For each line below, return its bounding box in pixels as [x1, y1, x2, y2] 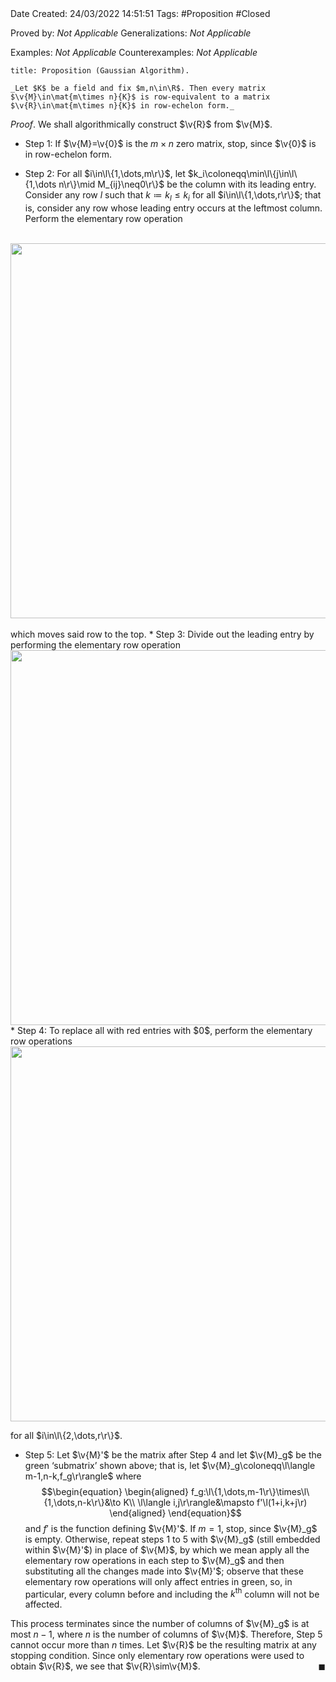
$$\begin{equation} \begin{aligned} [41, 1485, 189, 1497]
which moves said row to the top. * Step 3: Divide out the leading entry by [10, 628, 315, 640]
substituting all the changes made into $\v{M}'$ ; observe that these [24, 1565, 304, 1577]
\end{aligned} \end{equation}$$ [109, 1507, 242, 1519]
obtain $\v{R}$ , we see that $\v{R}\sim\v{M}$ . [10, 1660, 201, 1672]
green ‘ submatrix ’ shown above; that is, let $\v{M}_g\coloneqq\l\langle [24, 1459, 316, 1471]
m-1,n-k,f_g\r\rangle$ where [24, 1470, 142, 1482]
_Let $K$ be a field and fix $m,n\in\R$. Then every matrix [10, 83, 267, 93]
